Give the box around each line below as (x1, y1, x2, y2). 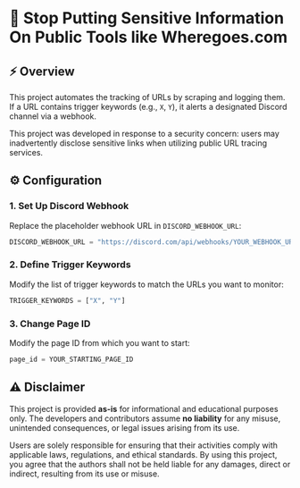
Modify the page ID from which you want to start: (9, 338, 190, 349)
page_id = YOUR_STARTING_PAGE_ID (9, 355, 134, 365)
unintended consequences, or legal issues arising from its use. (9, 422, 240, 433)
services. (9, 147, 43, 157)
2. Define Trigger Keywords (9, 258, 131, 271)
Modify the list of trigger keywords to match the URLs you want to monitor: (9, 279, 284, 290)
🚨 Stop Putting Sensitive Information (9, 8, 284, 29)
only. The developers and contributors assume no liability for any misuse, (9, 413, 281, 424)
